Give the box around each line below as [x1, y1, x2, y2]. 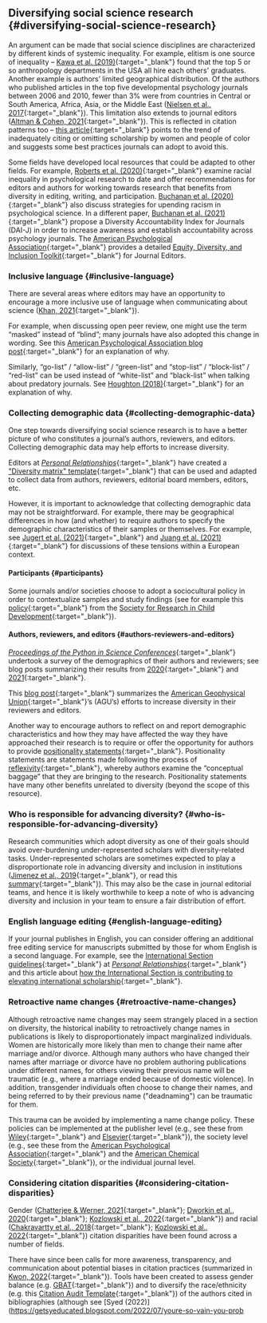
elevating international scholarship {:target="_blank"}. [8, 976, 183, 986]
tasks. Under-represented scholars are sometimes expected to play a [8, 854, 236, 863]
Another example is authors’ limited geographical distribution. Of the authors [8, 73, 260, 83]
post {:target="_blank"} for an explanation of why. [8, 347, 170, 356]
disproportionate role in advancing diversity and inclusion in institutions [8, 862, 243, 872]
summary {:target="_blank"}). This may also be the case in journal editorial [8, 879, 252, 889]
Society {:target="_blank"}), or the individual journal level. [8, 1157, 196, 1167]
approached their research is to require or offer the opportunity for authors [8, 738, 253, 747]
